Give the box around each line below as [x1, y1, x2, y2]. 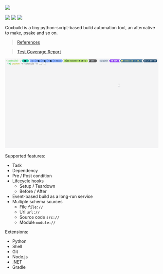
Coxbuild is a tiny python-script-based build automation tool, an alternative [5, 25, 155, 30]
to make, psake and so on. [5, 30, 58, 36]
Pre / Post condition [12, 173, 52, 178]
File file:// [19, 204, 43, 210]
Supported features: [5, 153, 45, 158]
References [17, 39, 40, 45]
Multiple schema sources [12, 198, 63, 204]
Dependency [12, 167, 38, 173]
